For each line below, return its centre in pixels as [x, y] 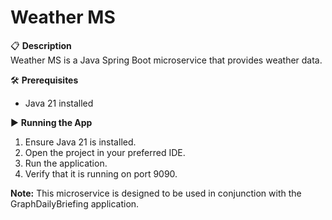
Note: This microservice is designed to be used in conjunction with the [156, 193]
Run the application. [66, 163]
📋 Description [41, 45]
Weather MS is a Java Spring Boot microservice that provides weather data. [166, 60]
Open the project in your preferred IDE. [105, 152]
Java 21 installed [59, 103]
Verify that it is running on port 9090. [101, 173]
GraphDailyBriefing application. [75, 203]
